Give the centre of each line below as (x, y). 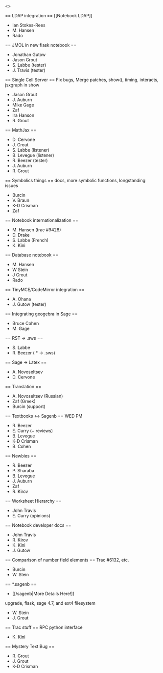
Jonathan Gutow (29, 54)
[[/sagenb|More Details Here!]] (43, 593)
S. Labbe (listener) (31, 150)
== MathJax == (21, 130)
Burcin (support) (29, 406)
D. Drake (21, 235)
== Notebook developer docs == (38, 525)
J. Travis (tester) (29, 70)
